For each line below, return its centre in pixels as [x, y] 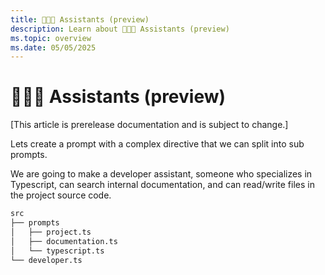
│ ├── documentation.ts [64, 241]
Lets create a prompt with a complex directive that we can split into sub [157, 144]
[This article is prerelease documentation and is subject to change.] [149, 125]
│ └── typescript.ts [57, 251]
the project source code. [61, 195]
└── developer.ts [46, 260]
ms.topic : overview [51, 38]
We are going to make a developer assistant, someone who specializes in [161, 174]
